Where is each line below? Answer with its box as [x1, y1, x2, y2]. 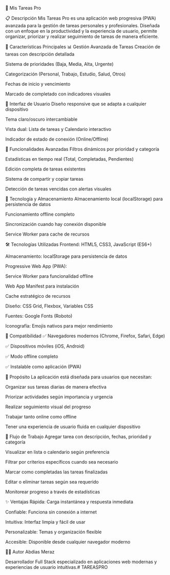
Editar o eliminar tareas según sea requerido [5, 479, 99, 485]
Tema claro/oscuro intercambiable [5, 116, 78, 122]
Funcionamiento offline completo [5, 211, 75, 217]
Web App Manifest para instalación [5, 283, 79, 289]
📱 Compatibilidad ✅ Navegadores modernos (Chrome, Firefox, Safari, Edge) [5, 333, 165, 339]
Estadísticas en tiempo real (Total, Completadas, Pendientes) [5, 156, 134, 162]
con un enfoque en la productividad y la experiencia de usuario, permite [5, 28, 157, 34]
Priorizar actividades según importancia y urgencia [5, 394, 113, 400]
